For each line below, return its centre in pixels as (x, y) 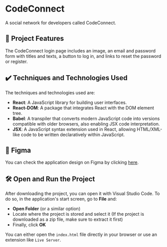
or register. (17, 61)
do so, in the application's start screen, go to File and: (61, 199)
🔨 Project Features (35, 39)
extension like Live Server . (33, 240)
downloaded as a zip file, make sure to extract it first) (68, 219)
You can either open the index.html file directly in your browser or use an (81, 234)
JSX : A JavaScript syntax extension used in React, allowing (74, 129)
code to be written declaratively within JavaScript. (73, 135)
